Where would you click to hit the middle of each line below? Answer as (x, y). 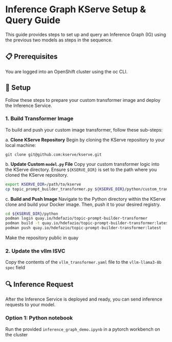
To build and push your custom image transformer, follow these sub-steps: (84, 130)
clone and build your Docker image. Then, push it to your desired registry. (83, 204)
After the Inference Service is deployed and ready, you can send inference (84, 299)
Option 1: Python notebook (39, 318)
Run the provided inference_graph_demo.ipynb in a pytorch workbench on (83, 329)
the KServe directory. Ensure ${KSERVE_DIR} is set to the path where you (81, 169)
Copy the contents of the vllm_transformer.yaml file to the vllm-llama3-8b (83, 262)
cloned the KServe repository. (37, 175)
